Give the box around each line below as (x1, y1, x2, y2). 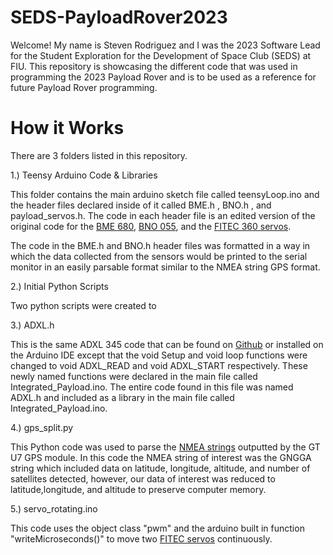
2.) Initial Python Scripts (10, 280, 109, 292)
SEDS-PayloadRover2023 (10, 6, 228, 29)
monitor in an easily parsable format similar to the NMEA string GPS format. (10, 261, 321, 273)
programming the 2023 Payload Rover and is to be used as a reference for (10, 71, 317, 83)
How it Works (10, 117, 125, 140)
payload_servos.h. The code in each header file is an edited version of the (10, 209, 316, 221)
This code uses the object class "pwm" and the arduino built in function (10, 522, 305, 534)
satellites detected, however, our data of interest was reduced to (10, 472, 276, 485)
